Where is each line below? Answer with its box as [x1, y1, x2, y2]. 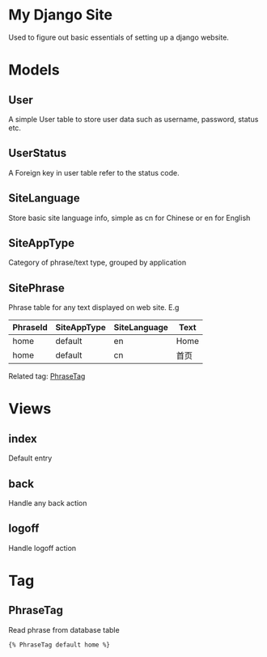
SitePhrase [8, 281, 65, 295]
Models [8, 61, 60, 79]
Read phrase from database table [8, 625, 120, 634]
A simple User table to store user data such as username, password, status [8, 114, 259, 124]
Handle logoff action [8, 543, 77, 553]
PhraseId [12, 322, 48, 333]
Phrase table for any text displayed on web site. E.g [8, 303, 180, 312]
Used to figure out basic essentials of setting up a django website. [8, 32, 229, 42]
